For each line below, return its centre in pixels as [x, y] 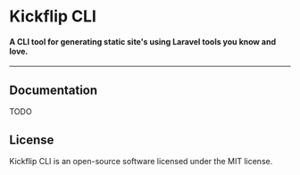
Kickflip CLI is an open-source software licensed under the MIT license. [141, 162]
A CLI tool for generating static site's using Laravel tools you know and [143, 41]
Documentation [54, 90]
